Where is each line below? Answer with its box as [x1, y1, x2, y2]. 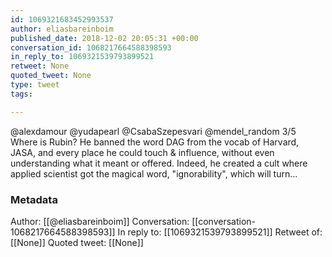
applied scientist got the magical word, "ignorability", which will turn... [10, 167, 298, 180]
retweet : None [10, 61, 70, 71]
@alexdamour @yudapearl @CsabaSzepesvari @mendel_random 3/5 [10, 125, 297, 137]
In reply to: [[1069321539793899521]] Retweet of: [117, 226, 323, 238]
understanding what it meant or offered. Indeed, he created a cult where [10, 157, 308, 169]
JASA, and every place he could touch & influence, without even [10, 146, 275, 158]
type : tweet [10, 80, 60, 90]
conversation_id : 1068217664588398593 [10, 42, 172, 53]
